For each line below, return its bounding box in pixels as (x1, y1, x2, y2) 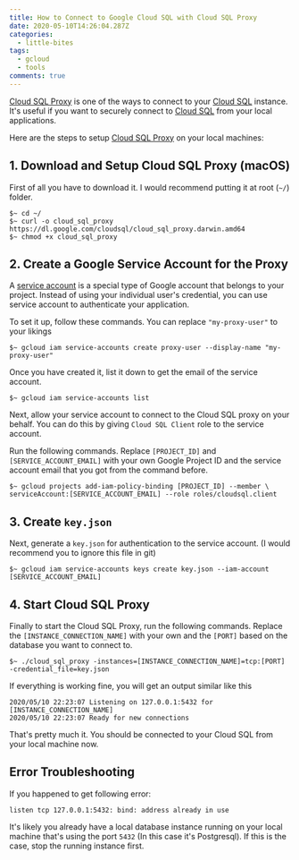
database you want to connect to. (9, 640, 133, 650)
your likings (9, 326, 52, 336)
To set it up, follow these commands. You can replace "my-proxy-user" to (9, 317, 278, 328)
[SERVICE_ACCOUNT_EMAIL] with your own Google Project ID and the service (9, 456, 282, 466)
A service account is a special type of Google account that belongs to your (9, 280, 285, 291)
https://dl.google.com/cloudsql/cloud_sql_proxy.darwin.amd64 (9, 225, 245, 234)
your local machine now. (9, 739, 99, 749)
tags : (9, 47, 29, 55)
